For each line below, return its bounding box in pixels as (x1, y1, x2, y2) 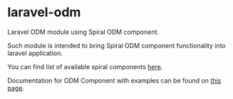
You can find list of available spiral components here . (7, 62, 163, 71)
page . (7, 83, 25, 92)
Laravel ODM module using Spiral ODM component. (7, 28, 159, 36)
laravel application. (7, 49, 63, 57)
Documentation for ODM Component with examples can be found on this (7, 76, 222, 85)
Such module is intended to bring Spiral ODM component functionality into (7, 41, 226, 49)
